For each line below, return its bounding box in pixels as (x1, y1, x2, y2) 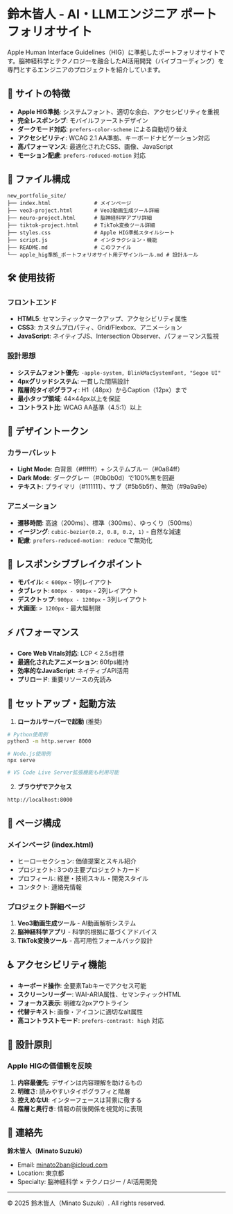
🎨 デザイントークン (7, 425, 89, 437)
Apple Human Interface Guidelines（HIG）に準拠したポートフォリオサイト (7, 48, 220, 56)
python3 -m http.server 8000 (7, 738, 92, 745)
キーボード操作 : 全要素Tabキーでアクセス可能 (17, 982, 147, 990)
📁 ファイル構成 (7, 173, 71, 185)
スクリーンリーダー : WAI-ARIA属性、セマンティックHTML (17, 990, 182, 998)
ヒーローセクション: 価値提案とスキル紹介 (17, 857, 137, 866)
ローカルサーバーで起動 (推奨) (17, 717, 103, 725)
